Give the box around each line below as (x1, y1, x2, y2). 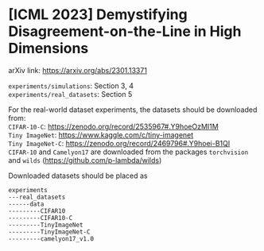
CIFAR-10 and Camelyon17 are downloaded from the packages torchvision (8, 147, 249, 156)
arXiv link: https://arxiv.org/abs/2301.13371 (8, 65, 147, 75)
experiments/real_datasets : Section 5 (8, 89, 133, 98)
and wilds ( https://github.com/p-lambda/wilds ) (8, 155, 162, 164)
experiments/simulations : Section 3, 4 (8, 81, 134, 91)
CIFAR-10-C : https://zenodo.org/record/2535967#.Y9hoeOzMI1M (8, 122, 219, 131)
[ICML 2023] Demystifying (8, 6, 188, 24)
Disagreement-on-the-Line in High (8, 22, 242, 41)
